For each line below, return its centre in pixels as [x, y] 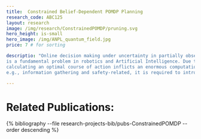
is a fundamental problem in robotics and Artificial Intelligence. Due [99, 61]
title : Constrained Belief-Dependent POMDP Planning [75, 12]
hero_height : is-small [34, 34]
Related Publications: [60, 107]
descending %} [40, 130]
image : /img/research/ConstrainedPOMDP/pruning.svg [72, 28]
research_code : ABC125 [34, 17]
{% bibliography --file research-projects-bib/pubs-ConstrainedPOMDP [94, 123]
